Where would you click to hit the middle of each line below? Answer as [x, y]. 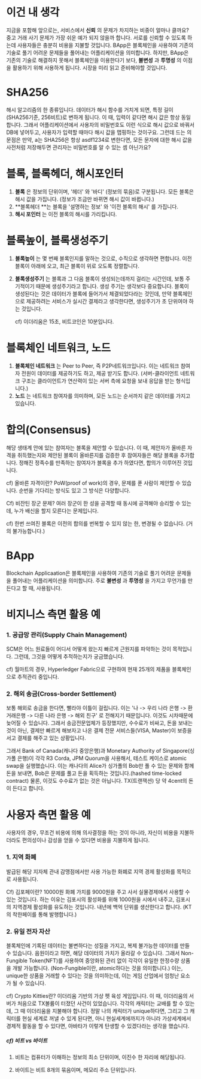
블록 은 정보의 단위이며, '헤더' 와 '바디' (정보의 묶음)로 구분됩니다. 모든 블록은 [104, 191]
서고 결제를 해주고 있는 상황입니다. [46, 738]
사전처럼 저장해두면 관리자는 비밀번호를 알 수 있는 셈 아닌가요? [79, 147]
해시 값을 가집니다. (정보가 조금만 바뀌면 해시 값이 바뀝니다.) [84, 199]
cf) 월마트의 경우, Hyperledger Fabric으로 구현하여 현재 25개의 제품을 [89, 669]
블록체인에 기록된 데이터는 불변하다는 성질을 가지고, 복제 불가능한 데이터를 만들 [98, 945]
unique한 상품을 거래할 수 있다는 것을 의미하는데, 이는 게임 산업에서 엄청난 [93, 975]
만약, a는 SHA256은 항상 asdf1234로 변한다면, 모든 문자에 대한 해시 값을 [107, 139]
